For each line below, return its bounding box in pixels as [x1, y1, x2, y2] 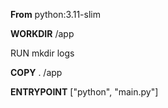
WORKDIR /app [10, 28, 75, 39]
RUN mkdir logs [10, 47, 75, 59]
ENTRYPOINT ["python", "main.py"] [10, 86, 159, 98]
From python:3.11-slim [10, 9, 101, 20]
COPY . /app [10, 67, 63, 78]
